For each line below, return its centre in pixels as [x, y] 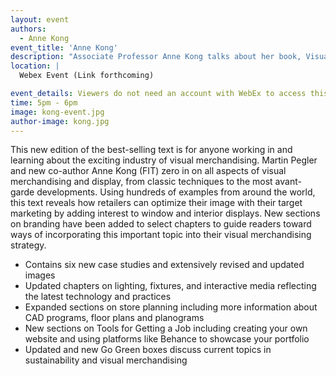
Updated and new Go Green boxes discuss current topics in [148, 350]
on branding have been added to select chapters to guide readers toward [161, 224]
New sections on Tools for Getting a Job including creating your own [166, 328]
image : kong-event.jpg [57, 112]
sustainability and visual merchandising [106, 360]
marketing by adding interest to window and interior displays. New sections [165, 213]
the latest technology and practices [98, 297]
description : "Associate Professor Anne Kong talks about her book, [156, 57]
